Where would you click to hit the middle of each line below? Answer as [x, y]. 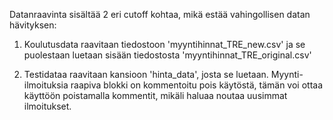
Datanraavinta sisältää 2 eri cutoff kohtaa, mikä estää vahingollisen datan [160, 14]
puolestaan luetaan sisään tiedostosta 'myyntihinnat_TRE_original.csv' [167, 55]
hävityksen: [33, 25]
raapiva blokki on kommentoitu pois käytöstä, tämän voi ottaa [197, 85]
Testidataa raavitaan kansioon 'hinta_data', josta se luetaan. [146, 74]
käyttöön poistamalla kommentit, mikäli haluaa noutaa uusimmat [155, 95]
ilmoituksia [46, 85]
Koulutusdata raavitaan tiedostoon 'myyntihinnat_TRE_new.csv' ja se [164, 44]
